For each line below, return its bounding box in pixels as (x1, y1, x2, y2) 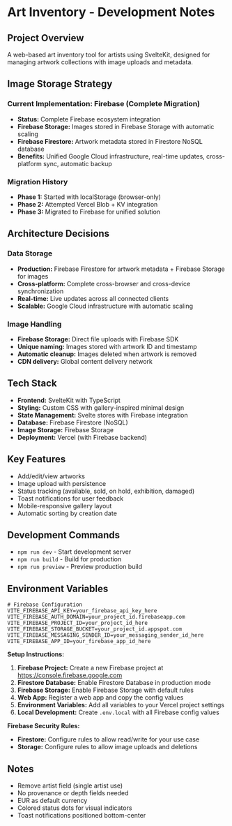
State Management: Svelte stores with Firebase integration (17, 411, 188, 419)
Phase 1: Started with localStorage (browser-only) (17, 193, 162, 201)
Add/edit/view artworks (17, 472, 86, 480)
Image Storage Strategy (7, 78, 113, 90)
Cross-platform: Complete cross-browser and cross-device (17, 279, 191, 288)
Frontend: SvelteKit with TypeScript (17, 396, 121, 404)
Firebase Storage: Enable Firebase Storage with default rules (17, 686, 194, 695)
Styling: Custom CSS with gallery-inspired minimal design (17, 403, 185, 412)
